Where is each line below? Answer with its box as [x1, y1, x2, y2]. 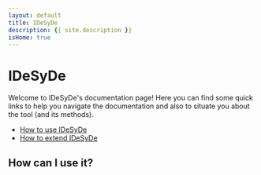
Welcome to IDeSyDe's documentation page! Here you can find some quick [8, 93, 254, 103]
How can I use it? [8, 156, 94, 170]
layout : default [8, 11, 62, 20]
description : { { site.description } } [8, 26, 132, 34]
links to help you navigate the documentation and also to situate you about [8, 101, 250, 111]
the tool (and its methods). [8, 110, 95, 119]
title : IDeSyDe [8, 19, 58, 27]
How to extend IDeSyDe [19, 133, 98, 143]
